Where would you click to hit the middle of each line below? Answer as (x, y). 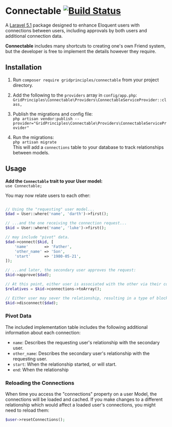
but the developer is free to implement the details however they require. (81, 51)
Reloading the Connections (40, 383)
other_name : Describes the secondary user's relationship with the (81, 353)
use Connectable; (24, 186)
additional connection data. (34, 36)
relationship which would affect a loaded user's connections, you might (81, 405)
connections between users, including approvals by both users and (76, 30)
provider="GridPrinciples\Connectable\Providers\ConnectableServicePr (90, 123)
